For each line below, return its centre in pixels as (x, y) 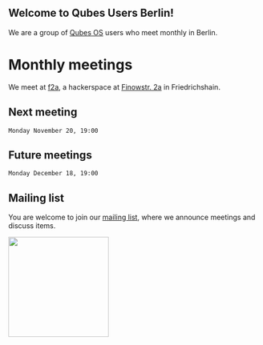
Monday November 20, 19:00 (53, 130)
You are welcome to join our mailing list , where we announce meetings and (132, 217)
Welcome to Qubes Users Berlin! (91, 13)
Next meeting (43, 112)
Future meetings (50, 155)
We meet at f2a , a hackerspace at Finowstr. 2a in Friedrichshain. (114, 86)
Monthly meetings (71, 65)
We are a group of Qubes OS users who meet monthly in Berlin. (113, 32)
